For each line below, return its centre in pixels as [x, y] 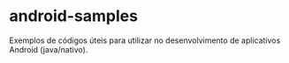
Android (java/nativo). [49, 49]
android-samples [74, 16]
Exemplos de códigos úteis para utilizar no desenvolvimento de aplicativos [145, 40]
